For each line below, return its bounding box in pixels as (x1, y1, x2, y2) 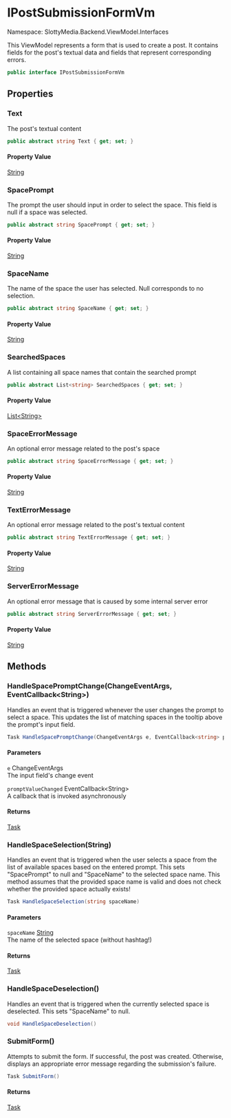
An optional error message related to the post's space (7, 444, 160, 453)
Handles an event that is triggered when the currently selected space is (7, 1000, 210, 1008)
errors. (7, 55, 26, 63)
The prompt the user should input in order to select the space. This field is (7, 200, 217, 209)
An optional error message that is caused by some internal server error (7, 597, 208, 605)
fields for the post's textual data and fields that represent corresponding (7, 48, 212, 56)
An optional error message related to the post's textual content (7, 521, 185, 529)
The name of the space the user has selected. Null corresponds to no (7, 284, 204, 293)
